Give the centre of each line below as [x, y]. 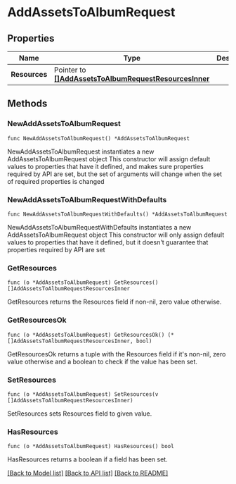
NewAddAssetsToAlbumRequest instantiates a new [81, 151]
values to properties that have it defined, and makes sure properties [105, 166]
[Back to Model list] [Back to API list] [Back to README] [88, 473]
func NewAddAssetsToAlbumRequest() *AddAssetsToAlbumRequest [99, 138]
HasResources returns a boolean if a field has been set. [87, 459]
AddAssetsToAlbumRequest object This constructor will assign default [109, 159]
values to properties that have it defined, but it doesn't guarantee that [108, 242]
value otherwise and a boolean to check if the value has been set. [103, 361]
